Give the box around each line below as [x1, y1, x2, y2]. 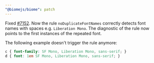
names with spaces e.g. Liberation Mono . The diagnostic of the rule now [5, 25, 150, 31]
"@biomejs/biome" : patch [5, 7, 55, 12]
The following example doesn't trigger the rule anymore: [5, 39, 117, 46]
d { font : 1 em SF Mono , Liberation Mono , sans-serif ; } [5, 53, 120, 58]
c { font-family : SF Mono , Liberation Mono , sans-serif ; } [5, 49, 127, 54]
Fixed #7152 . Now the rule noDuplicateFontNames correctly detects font [5, 20, 146, 26]
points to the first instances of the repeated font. [5, 30, 102, 36]
